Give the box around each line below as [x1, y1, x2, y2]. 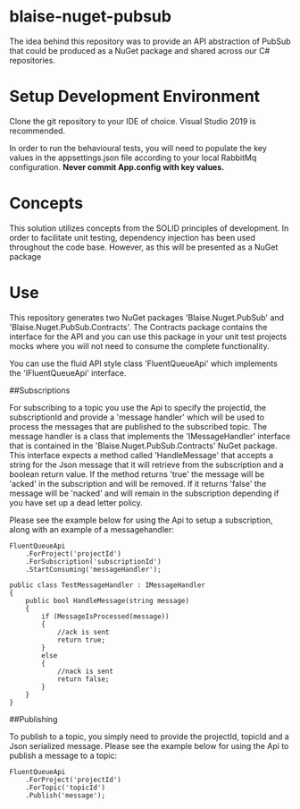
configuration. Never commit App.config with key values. [9, 161, 225, 172]
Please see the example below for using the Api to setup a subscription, [9, 515, 273, 525]
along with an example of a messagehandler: [9, 524, 174, 534]
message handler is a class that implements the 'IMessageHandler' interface [9, 430, 291, 441]
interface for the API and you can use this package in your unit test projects [9, 331, 287, 342]
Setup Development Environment [9, 87, 261, 106]
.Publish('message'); [25, 790, 105, 800]
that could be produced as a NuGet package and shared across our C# [9, 45, 271, 55]
